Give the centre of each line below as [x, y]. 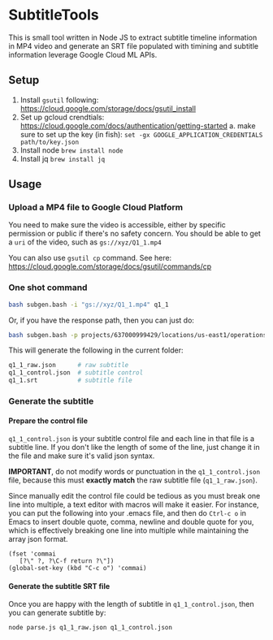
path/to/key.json [50, 142]
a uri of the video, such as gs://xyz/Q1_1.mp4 [85, 242]
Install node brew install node [71, 150]
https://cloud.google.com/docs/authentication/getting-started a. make [138, 125]
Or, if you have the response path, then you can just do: [102, 320]
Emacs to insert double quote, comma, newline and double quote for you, [131, 522]
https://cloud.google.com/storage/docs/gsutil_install [108, 108]
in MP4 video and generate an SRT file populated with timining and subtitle [133, 45]
